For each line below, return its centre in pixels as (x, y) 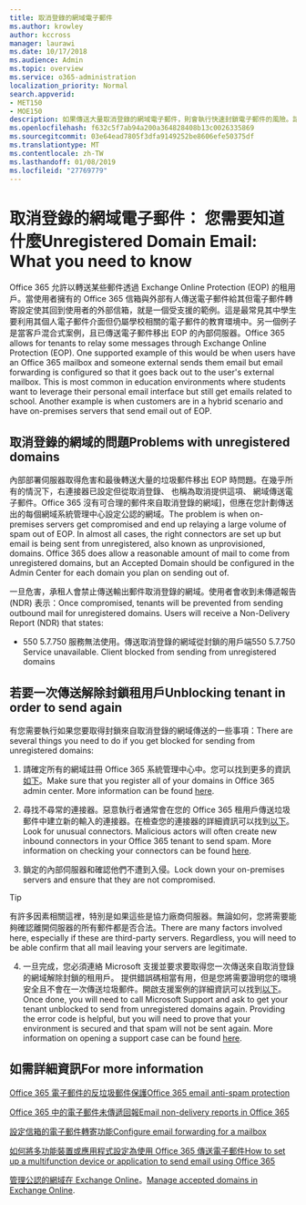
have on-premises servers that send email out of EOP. (111, 411)
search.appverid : (42, 94)
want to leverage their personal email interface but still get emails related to (151, 392)
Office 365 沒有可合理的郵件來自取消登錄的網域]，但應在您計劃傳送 (167, 503)
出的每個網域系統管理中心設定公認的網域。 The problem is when (129, 514)
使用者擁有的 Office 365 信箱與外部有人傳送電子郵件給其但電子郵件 (159, 299)
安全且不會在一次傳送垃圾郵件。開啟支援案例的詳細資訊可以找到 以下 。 (154, 989)
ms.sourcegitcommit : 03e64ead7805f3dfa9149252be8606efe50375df (132, 137)
